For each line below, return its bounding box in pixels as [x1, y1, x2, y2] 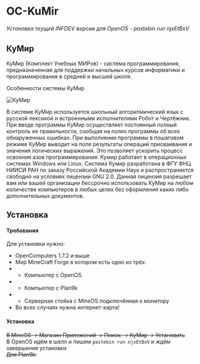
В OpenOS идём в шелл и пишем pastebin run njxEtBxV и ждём [6, 338, 171, 345]
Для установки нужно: [6, 240, 65, 248]
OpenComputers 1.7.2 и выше [15, 252, 90, 259]
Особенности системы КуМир [6, 84, 85, 92]
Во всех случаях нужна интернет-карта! [15, 304, 120, 311]
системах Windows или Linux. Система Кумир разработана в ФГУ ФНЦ [6, 159, 191, 167]
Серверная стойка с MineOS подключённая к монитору [24, 297, 170, 305]
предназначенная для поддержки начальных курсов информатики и [6, 66, 185, 74]
